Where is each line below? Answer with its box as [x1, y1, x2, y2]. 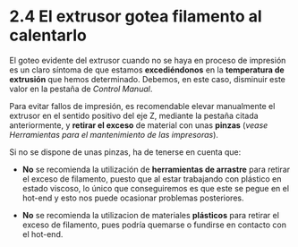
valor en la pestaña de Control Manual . [9, 83, 153, 94]
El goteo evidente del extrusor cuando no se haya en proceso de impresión [9, 55, 286, 65]
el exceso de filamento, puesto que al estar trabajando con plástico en [21, 173, 282, 184]
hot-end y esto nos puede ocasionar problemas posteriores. [21, 192, 244, 203]
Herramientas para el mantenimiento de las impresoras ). [9, 129, 219, 140]
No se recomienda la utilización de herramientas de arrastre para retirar [21, 164, 291, 175]
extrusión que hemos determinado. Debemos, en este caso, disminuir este [9, 73, 286, 84]
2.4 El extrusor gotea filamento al [9, 6, 262, 27]
